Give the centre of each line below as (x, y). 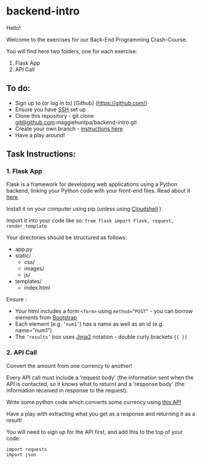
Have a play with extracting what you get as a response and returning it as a (101, 414)
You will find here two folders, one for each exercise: (72, 51)
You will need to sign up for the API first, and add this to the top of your (94, 432)
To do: (18, 89)
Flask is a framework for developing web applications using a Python (92, 184)
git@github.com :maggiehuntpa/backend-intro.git (76, 122)
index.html (37, 288)
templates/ (28, 282)
